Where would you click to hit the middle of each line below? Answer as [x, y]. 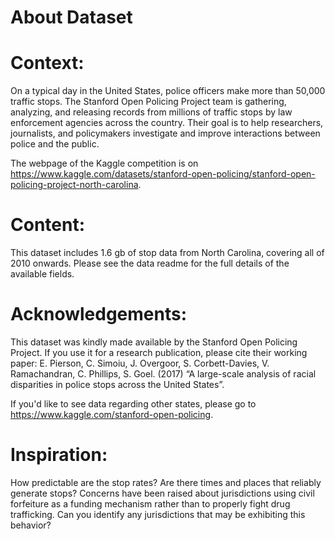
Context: [47, 63]
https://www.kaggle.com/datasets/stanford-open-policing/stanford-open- [163, 174]
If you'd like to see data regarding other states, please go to [133, 404]
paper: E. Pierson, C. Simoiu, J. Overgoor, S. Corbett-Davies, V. [140, 363]
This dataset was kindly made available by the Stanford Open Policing [154, 342]
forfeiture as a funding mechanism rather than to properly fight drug [150, 503]
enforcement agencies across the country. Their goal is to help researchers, [167, 123]
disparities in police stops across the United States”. [117, 384]
